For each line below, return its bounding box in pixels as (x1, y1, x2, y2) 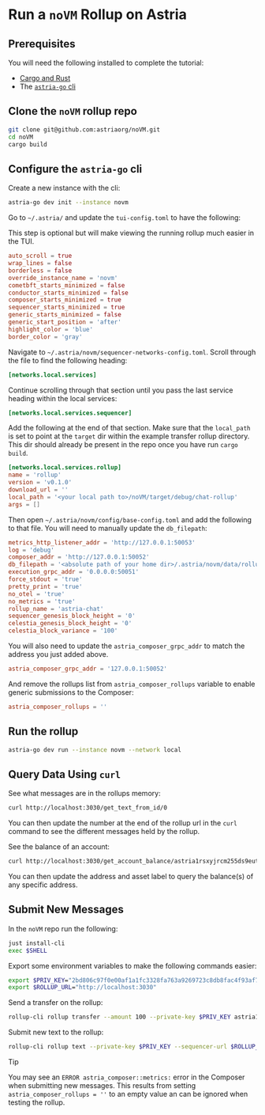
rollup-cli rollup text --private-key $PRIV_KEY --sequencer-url (8, 1043, 227, 1051)
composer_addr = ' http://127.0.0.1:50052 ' (8, 553, 150, 561)
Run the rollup (8, 725, 79, 738)
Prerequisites (8, 37, 76, 51)
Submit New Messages (8, 903, 124, 916)
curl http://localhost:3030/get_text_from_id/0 (8, 804, 168, 812)
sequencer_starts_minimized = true (8, 303, 125, 312)
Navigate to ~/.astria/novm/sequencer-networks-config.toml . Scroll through (8, 347, 256, 357)
